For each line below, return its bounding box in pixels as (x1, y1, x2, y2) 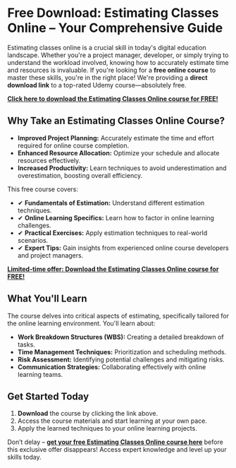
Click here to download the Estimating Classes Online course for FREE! (7, 94, 218, 103)
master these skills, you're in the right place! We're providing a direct (7, 73, 208, 82)
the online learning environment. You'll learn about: (7, 319, 156, 328)
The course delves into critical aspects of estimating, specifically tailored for (7, 311, 229, 320)
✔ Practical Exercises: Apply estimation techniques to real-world (17, 228, 208, 237)
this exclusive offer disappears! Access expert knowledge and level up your (7, 445, 227, 454)
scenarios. (17, 236, 49, 244)
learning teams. (17, 370, 63, 378)
